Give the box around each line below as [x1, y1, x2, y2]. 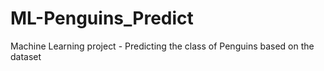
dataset [10, 50, 42, 62]
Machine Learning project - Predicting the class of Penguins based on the [10, 40, 315, 52]
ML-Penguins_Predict [10, 7, 194, 30]
